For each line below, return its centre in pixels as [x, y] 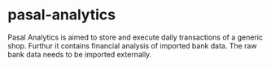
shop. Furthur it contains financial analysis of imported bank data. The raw [132, 45]
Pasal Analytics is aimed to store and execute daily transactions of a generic [135, 37]
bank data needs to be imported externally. [80, 54]
